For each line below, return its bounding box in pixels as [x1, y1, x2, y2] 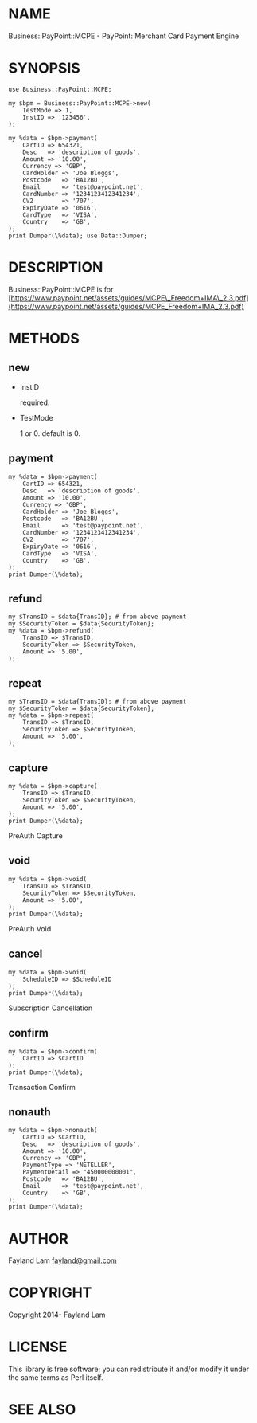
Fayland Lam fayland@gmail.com [8, 1256, 117, 1265]
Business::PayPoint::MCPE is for [8, 284, 114, 294]
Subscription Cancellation [8, 1003, 93, 1013]
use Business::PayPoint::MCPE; [8, 85, 112, 93]
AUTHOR [8, 1229, 69, 1248]
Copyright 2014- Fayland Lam [8, 1310, 106, 1319]
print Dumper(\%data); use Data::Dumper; [8, 232, 148, 240]
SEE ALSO [8, 1401, 76, 1419]
